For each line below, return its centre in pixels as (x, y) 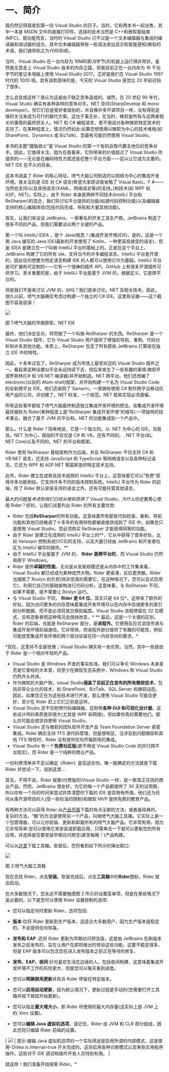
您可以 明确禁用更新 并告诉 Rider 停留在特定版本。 (63, 979)
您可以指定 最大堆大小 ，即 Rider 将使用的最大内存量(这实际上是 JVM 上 (86, 1006)
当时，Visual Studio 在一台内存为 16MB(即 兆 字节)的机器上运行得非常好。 (80, 61)
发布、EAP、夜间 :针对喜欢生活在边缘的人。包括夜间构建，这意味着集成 (86, 962)
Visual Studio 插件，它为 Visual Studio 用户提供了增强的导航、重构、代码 (80, 339)
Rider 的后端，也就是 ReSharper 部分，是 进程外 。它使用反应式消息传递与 (88, 623)
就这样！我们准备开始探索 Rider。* (41, 1064)
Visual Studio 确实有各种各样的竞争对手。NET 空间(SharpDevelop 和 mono (82, 104)
